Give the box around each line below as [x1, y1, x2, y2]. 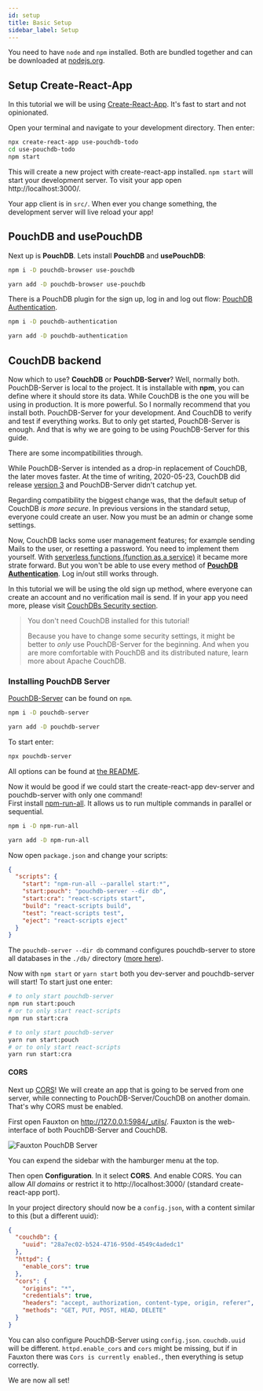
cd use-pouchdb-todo [8, 146, 76, 154]
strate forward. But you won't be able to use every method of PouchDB [8, 560, 239, 570]
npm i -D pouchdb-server [8, 709, 89, 717]
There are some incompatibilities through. [8, 448, 144, 458]
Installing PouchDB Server [8, 676, 111, 687]
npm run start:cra [8, 1014, 68, 1022]
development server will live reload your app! [8, 207, 154, 217]
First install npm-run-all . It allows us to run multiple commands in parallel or [8, 798, 253, 808]
